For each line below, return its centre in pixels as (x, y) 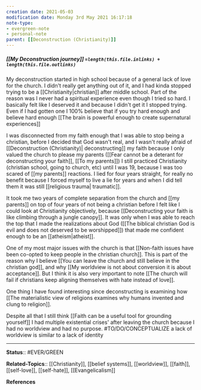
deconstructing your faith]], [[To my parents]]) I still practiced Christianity (97, 161)
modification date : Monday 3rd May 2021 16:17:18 (69, 17)
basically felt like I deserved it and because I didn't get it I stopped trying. (97, 104)
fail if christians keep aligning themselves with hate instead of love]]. (91, 280)
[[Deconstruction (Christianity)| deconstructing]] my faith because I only (95, 148)
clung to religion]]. (29, 304)
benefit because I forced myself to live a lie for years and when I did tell (94, 180)
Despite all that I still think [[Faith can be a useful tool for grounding (89, 316)
